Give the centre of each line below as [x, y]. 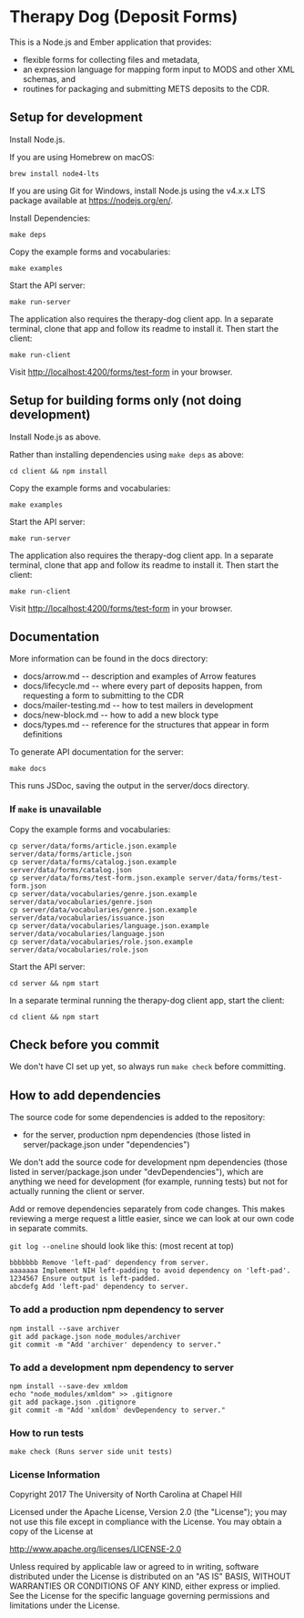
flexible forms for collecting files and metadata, [111, 59]
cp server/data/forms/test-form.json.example [97, 878]
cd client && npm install [58, 471]
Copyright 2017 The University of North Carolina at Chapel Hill [126, 1494]
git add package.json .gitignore [73, 1402]
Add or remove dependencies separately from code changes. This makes [147, 1209]
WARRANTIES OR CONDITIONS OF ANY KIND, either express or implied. [145, 1586]
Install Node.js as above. [56, 437]
